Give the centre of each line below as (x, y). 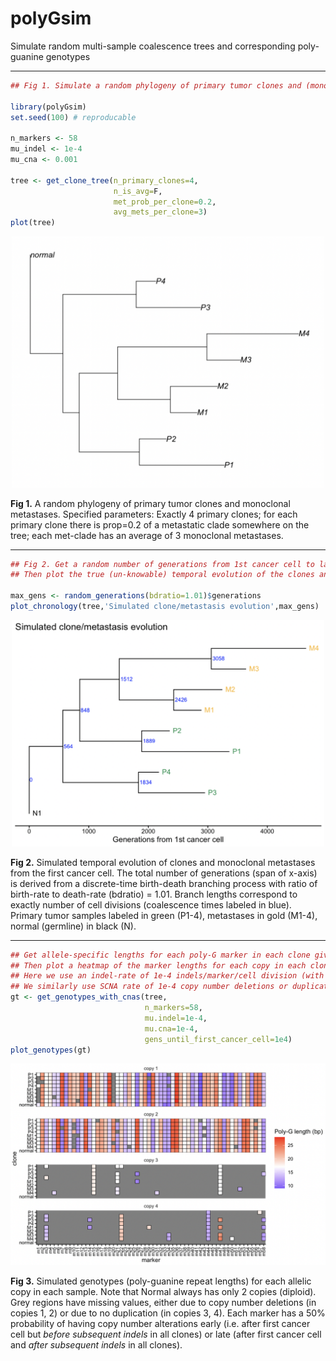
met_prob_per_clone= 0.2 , (165, 202)
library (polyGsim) (48, 107)
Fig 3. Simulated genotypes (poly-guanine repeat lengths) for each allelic (161, 1281)
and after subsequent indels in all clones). (96, 1345)
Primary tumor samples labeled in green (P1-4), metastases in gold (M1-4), (164, 915)
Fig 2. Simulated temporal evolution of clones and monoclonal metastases (163, 862)
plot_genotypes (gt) (51, 1050)
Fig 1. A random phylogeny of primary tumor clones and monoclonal (150, 503)
